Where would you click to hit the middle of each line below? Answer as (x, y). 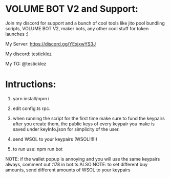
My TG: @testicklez (26, 63)
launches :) (17, 34)
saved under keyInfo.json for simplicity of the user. (66, 129)
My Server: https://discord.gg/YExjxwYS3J (51, 43)
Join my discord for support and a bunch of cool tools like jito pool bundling (85, 23)
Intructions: (31, 84)
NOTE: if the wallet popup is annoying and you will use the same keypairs (83, 159)
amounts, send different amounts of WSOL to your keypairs (68, 170)
